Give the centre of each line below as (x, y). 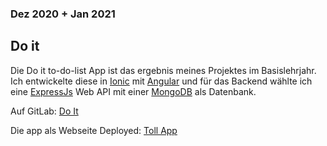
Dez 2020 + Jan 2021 (63, 14)
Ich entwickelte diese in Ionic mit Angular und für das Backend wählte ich (161, 81)
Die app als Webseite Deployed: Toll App (94, 130)
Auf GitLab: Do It (44, 111)
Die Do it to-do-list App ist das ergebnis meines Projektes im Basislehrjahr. (163, 70)
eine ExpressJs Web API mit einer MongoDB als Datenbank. (133, 91)
